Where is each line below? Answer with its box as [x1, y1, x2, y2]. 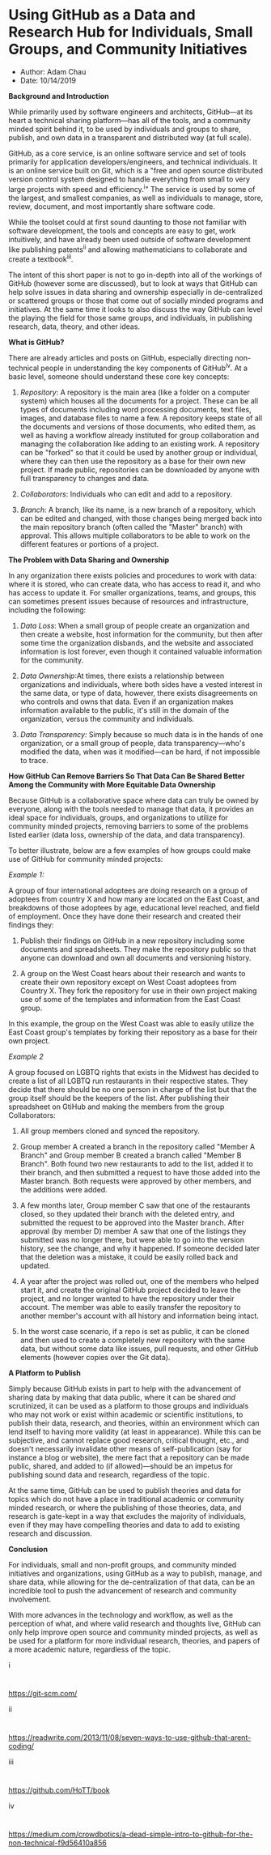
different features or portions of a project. [19, 539, 159, 548]
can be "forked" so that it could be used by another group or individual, [19, 447, 259, 457]
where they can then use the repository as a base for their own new [19, 456, 247, 466]
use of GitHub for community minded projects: [8, 854, 163, 864]
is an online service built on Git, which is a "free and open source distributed [8, 165, 264, 175]
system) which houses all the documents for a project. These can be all [19, 395, 259, 406]
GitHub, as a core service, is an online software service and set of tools [8, 148, 247, 158]
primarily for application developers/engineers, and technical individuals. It [8, 156, 257, 167]
